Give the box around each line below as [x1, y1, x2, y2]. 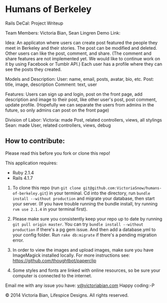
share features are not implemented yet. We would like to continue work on [5, 55, 160, 61]
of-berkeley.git [12, 191, 47, 196]
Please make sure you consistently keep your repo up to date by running [12, 216, 162, 222]
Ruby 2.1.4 [12, 169, 34, 175]
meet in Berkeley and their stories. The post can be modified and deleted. [5, 45, 157, 51]
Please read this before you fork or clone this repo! [5, 150, 110, 156]
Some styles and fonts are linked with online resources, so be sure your [12, 267, 160, 273]
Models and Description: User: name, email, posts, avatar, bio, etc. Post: [5, 76, 154, 82]
